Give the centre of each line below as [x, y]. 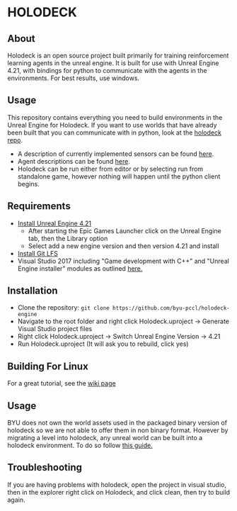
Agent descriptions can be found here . [74, 161]
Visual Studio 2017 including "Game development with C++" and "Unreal [123, 261]
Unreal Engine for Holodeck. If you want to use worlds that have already [112, 125]
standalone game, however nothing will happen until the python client [119, 176]
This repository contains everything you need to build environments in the [115, 117]
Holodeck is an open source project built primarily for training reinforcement [118, 55]
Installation [33, 291]
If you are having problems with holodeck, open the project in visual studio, [117, 484]
